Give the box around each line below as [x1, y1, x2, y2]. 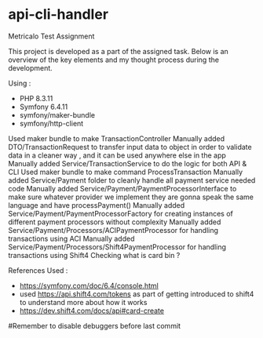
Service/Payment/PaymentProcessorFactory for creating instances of [8, 209, 233, 218]
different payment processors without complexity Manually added [8, 217, 221, 227]
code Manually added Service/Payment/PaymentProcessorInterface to [8, 184, 237, 193]
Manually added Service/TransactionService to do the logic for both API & [8, 158, 247, 168]
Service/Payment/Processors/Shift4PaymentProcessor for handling [8, 242, 226, 252]
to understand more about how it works [19, 297, 148, 307]
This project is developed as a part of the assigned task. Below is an [8, 46, 229, 56]
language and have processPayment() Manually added [8, 200, 185, 209]
